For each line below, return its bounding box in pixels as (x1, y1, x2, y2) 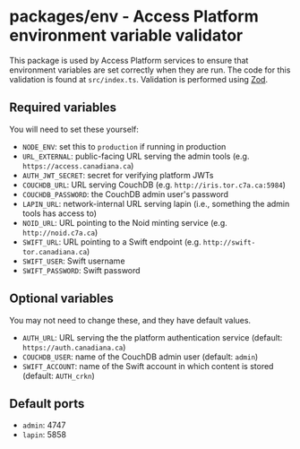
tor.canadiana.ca (21, 247, 88, 256)
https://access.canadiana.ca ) (21, 160, 134, 171)
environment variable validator (9, 25, 244, 46)
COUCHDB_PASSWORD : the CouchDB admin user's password (21, 188, 229, 199)
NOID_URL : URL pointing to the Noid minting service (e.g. (21, 217, 228, 228)
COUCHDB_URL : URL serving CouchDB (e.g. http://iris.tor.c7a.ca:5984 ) (21, 179, 287, 190)
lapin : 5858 (21, 429, 67, 440)
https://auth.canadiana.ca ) (21, 341, 126, 352)
